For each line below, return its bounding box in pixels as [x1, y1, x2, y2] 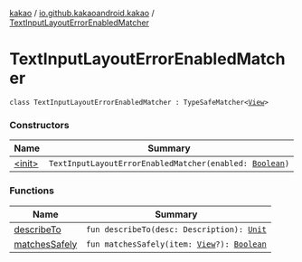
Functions [9, 184, 54, 197]
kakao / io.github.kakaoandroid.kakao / [9, 8, 156, 18]
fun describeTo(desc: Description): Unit [85, 224, 267, 234]
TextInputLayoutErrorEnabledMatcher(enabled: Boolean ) [48, 158, 290, 169]
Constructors [9, 118, 70, 131]
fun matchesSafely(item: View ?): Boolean [85, 239, 267, 249]
